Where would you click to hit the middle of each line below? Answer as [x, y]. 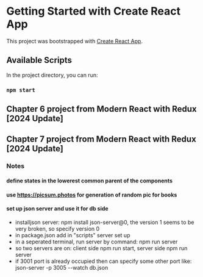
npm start [21, 90]
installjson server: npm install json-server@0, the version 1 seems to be [105, 222]
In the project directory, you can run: [52, 75]
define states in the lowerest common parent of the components [89, 181]
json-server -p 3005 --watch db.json [62, 267]
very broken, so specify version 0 [57, 228]
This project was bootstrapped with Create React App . [75, 41]
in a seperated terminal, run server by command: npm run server [96, 242]
